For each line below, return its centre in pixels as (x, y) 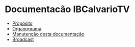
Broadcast (23, 39)
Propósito (22, 23)
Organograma (27, 28)
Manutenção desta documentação (48, 34)
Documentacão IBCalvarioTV (67, 9)
